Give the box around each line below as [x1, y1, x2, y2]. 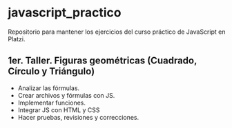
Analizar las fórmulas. [17, 84, 80, 92]
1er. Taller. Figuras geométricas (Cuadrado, [8, 55, 197, 67]
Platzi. [8, 34, 26, 43]
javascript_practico [8, 5, 122, 21]
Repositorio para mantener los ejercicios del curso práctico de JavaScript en [8, 28, 226, 36]
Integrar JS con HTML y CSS [17, 105, 100, 114]
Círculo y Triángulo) [8, 65, 95, 77]
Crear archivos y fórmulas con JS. [17, 91, 115, 99]
